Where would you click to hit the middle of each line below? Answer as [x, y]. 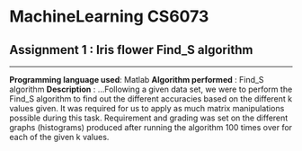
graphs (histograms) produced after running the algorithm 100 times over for [151, 127]
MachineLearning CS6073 [109, 17]
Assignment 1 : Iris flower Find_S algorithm [131, 50]
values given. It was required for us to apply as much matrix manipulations [147, 108]
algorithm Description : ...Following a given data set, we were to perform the [151, 89]
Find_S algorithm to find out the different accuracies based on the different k [151, 99]
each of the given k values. [59, 137]
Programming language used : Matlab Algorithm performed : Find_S [137, 80]
